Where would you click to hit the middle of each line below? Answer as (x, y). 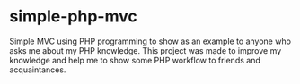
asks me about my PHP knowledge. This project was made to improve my (146, 50)
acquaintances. (38, 70)
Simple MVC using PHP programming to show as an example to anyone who (150, 41)
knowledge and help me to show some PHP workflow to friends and (135, 60)
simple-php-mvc (73, 17)
